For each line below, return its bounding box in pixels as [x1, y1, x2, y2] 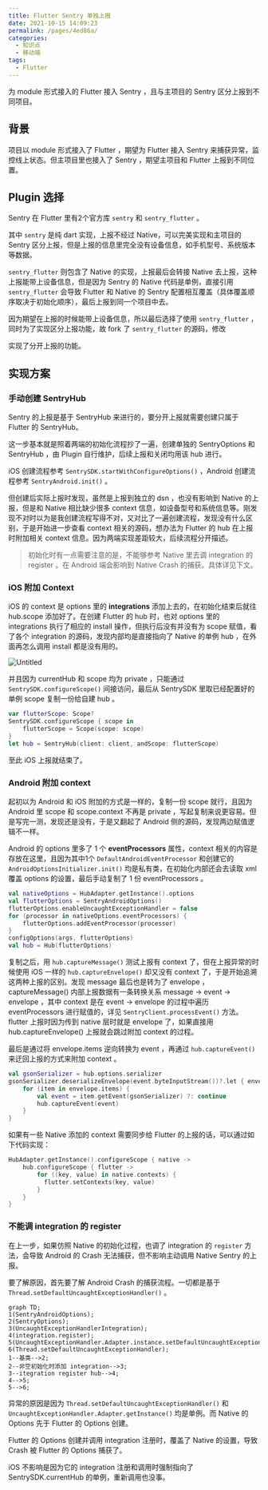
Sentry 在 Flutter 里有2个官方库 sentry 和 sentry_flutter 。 [8, 213, 204, 223]
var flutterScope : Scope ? [8, 710, 94, 718]
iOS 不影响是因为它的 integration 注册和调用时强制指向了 [8, 1462, 194, 1472]
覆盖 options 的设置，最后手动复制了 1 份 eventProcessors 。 [8, 874, 208, 884]
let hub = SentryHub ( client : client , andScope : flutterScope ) [8, 740, 219, 748]
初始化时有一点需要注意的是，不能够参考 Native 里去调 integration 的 [27, 550, 254, 560]
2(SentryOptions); [8, 1317, 69, 1325]
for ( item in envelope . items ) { [22, 1084, 130, 1093]
